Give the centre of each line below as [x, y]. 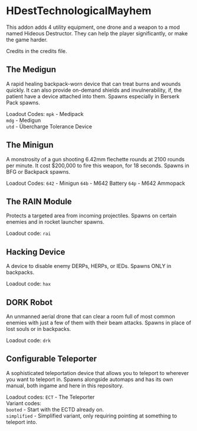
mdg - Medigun [24, 120]
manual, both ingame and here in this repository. [65, 385]
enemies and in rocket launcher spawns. [55, 222]
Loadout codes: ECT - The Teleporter [50, 397]
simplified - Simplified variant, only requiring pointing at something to [92, 416]
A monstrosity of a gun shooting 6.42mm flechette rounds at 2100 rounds [95, 159]
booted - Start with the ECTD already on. [55, 409]
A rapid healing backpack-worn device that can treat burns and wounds [93, 84]
